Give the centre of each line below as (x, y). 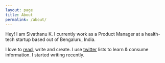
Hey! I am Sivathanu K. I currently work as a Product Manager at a (75, 34)
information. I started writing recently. (45, 55)
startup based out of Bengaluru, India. (56, 39)
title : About (19, 15)
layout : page (19, 10)
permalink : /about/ (26, 19)
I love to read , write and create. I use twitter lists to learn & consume (77, 50)
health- (152, 34)
